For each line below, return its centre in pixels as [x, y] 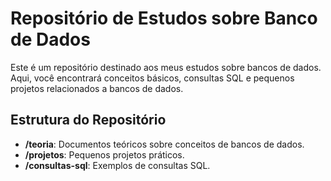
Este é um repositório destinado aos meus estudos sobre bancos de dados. [166, 67]
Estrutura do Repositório [88, 120]
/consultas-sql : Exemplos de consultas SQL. [117, 165]
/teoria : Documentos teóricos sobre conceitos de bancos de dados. [164, 144]
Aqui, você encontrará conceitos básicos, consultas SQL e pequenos [152, 78]
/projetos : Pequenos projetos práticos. [104, 154]
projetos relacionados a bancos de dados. [97, 88]
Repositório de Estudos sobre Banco [164, 18]
